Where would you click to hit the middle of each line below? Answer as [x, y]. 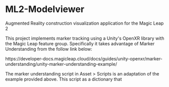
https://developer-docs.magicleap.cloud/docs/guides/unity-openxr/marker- [84, 58]
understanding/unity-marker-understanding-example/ [61, 64]
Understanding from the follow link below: [49, 49]
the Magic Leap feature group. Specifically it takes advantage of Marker [80, 43]
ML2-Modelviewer [45, 9]
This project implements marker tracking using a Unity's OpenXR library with [85, 38]
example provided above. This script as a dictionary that [64, 79]
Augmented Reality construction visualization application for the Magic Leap [84, 23]
